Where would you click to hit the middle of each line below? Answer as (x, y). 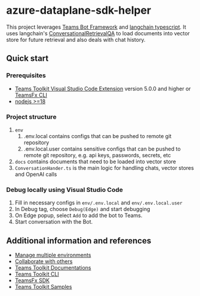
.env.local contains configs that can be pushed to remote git (98, 136)
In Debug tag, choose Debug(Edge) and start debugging (82, 209)
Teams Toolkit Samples (43, 287)
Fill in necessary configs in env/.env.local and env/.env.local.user (99, 203)
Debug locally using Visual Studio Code (65, 190)
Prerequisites (26, 75)
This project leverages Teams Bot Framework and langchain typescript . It (96, 27)
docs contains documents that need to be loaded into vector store (95, 161)
